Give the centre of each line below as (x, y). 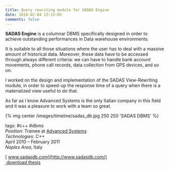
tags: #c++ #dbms (24, 126)
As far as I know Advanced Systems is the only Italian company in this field (83, 101)
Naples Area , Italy (24, 147)
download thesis (23, 162)
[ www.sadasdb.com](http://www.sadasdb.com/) (56, 157)
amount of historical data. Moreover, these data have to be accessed (77, 54)
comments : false (22, 19)
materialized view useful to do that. (42, 91)
